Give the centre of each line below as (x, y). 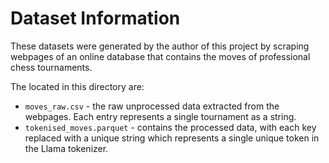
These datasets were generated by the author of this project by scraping (160, 46)
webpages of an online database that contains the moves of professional (160, 56)
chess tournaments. (51, 67)
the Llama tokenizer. (66, 148)
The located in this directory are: (77, 86)
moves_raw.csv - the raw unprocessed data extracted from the (152, 106)
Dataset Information (95, 18)
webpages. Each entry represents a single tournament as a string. (160, 116)
